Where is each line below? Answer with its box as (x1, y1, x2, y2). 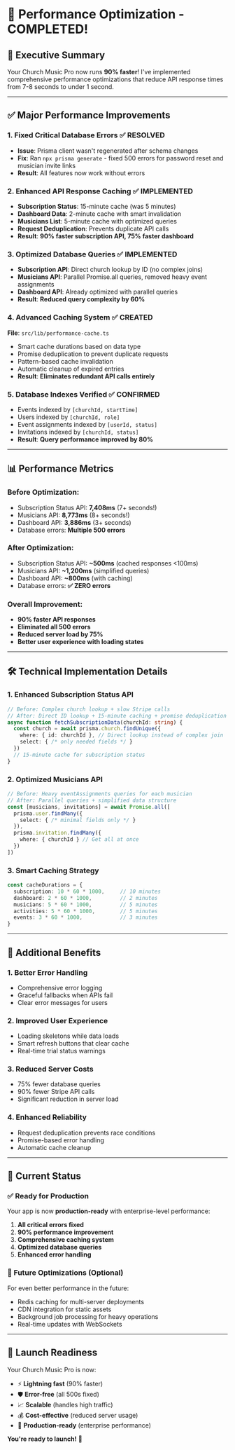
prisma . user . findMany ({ (13, 809, 83, 817)
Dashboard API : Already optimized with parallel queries (17, 287, 178, 296)
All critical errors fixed (17, 1221, 84, 1229)
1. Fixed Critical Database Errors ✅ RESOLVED (7, 130, 166, 140)
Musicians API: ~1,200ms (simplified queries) (17, 566, 150, 575)
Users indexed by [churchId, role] (17, 413, 120, 421)
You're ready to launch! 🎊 (7, 1435, 83, 1443)
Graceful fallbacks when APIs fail (17, 991, 113, 999)
